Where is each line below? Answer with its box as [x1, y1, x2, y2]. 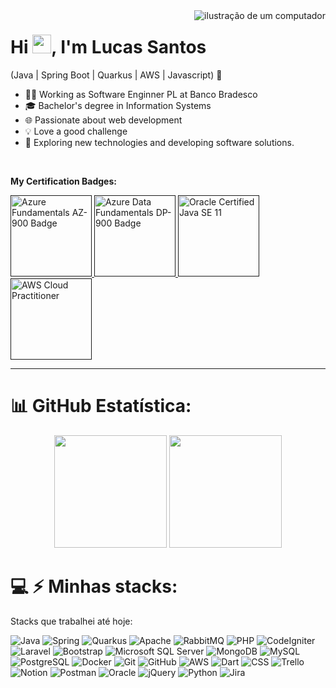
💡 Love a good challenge [24, 125, 128, 137]
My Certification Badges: [10, 175, 117, 187]
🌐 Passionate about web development [24, 114, 183, 126]
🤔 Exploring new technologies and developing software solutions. [24, 136, 295, 148]
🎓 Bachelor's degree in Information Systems [24, 99, 212, 111]
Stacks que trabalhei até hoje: [10, 615, 133, 627]
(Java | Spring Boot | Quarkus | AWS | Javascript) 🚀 [10, 69, 223, 81]
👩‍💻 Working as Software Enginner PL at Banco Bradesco [24, 88, 258, 100]
